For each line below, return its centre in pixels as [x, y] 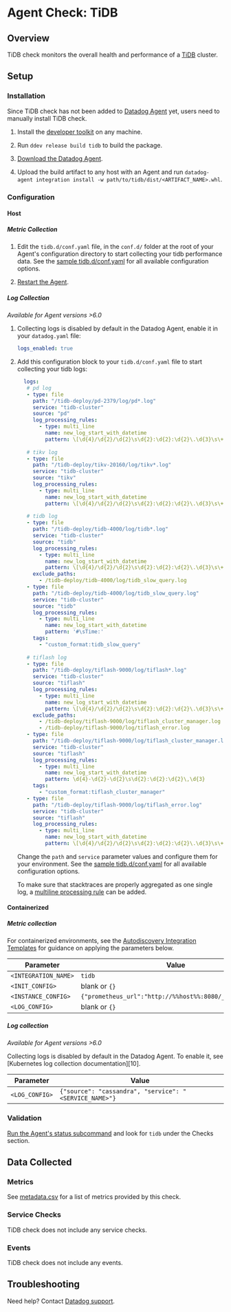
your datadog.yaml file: [49, 336]
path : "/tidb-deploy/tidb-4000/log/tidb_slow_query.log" [116, 593]
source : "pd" [51, 414]
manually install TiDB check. [47, 118]
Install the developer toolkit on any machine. [80, 132]
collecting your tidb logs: [52, 369]
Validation [25, 1118]
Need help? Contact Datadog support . [61, 1301]
